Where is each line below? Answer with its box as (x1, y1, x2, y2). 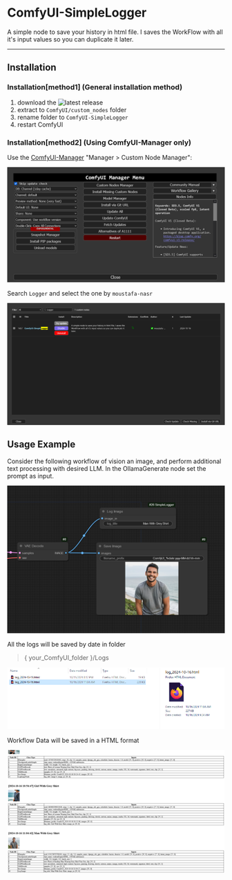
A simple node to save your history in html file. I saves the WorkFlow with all (7, 28, 223, 36)
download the (17, 98, 57, 107)
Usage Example (7, 438, 76, 451)
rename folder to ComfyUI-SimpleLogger (17, 113, 128, 121)
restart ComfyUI (17, 120, 64, 129)
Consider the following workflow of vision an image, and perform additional (7, 457, 222, 465)
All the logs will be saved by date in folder (7, 640, 126, 649)
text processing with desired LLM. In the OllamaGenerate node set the (7, 464, 206, 472)
